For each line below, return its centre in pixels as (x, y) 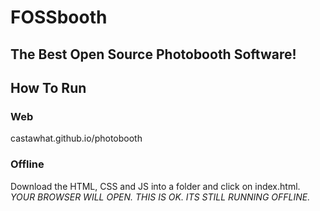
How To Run (48, 87)
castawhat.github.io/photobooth (76, 138)
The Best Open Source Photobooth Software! (153, 54)
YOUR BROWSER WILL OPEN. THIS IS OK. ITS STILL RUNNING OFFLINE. (160, 197)
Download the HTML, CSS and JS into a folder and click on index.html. (155, 186)
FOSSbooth (59, 17)
